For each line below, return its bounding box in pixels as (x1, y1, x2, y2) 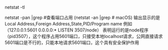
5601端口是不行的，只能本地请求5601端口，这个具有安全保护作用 (5, 39, 139, 45)
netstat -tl (5, 4, 25, 10)
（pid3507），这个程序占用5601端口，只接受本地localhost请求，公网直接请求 (5, 33, 163, 39)
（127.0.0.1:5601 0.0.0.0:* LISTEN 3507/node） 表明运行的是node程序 (5, 27, 149, 33)
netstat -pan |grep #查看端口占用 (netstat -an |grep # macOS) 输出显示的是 (5, 14, 160, 20)
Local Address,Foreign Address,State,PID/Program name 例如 (5, 21, 132, 26)
